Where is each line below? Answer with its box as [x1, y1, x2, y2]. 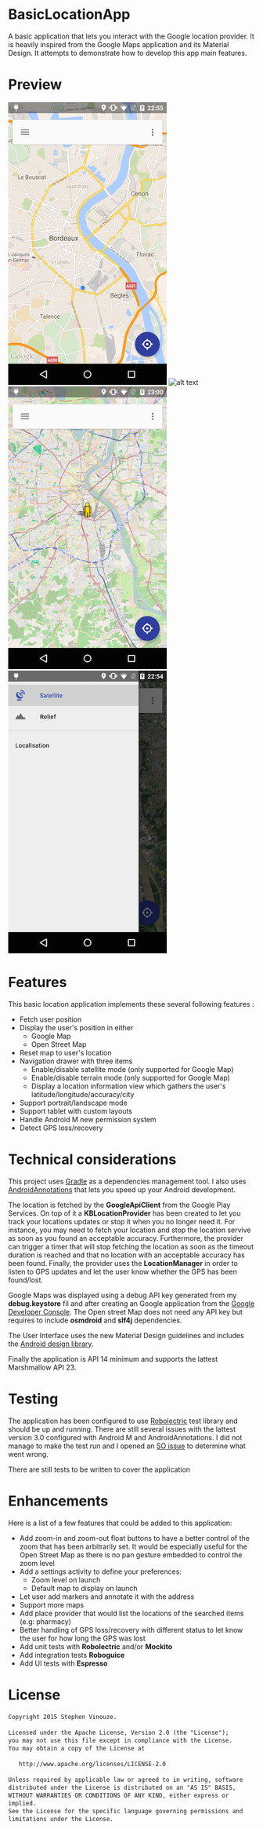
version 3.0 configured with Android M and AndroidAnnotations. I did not [8, 1432, 243, 1442]
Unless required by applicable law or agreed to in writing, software [8, 1776, 243, 1783]
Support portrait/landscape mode [19, 1098, 128, 1107]
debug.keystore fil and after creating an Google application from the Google [8, 1298, 255, 1308]
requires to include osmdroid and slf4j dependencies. [8, 1315, 182, 1325]
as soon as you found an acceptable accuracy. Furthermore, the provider [8, 1233, 244, 1242]
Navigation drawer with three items [19, 1056, 133, 1066]
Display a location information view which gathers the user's [31, 1081, 226, 1091]
